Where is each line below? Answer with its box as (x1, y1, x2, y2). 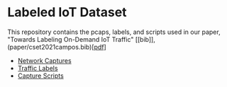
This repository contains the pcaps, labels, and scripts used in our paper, (7, 28, 221, 36)
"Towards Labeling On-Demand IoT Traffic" (7, 35, 134, 43)
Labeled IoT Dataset (7, 4, 127, 21)
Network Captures (17, 56, 72, 64)
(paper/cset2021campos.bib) (7, 42, 92, 51)
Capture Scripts (17, 71, 64, 80)
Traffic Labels (17, 64, 58, 72)
